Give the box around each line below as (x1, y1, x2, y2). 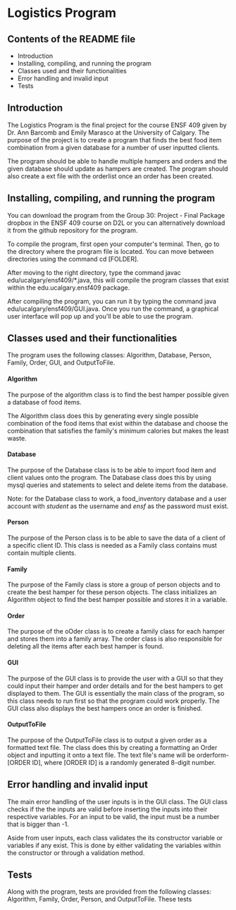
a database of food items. (7, 398, 82, 406)
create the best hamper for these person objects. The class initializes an (7, 588, 217, 596)
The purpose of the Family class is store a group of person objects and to (7, 580, 221, 589)
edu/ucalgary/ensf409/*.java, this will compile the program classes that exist (7, 276, 229, 284)
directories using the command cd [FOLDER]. (7, 254, 139, 263)
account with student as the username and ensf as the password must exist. (7, 502, 229, 510)
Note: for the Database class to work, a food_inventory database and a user (7, 494, 227, 503)
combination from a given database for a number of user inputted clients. (7, 143, 220, 152)
